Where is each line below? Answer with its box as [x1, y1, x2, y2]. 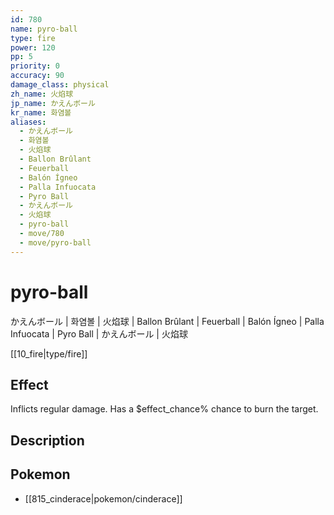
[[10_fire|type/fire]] [10, 347, 88, 360]
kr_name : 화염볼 [10, 107, 72, 118]
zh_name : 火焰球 [10, 89, 74, 99]
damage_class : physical [10, 80, 110, 90]
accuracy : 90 [10, 71, 65, 81]
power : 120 [10, 42, 56, 53]
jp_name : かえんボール [10, 98, 96, 108]
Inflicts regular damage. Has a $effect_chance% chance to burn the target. [10, 403, 319, 415]
